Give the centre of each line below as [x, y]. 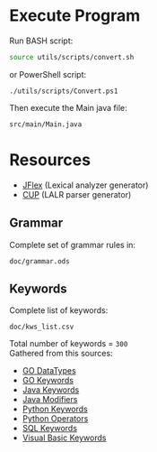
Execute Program [75, 16]
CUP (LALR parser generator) [77, 194]
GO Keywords [48, 381]
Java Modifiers [50, 400]
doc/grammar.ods [39, 261]
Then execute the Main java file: [68, 107]
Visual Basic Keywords [64, 438]
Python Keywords [55, 409]
